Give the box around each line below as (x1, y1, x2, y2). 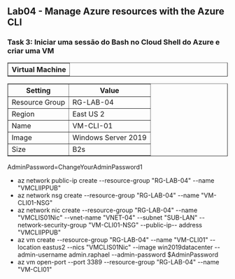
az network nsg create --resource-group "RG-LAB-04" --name (17, 191, 200, 199)
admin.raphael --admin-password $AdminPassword (69, 250, 219, 259)
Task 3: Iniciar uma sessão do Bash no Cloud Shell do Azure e (7, 38, 220, 47)
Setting (26, 85, 51, 95)
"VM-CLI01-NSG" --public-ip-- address (88, 220, 203, 229)
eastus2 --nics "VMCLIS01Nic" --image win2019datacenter (42, 243, 213, 251)
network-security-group (17, 220, 87, 229)
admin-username (17, 250, 68, 259)
